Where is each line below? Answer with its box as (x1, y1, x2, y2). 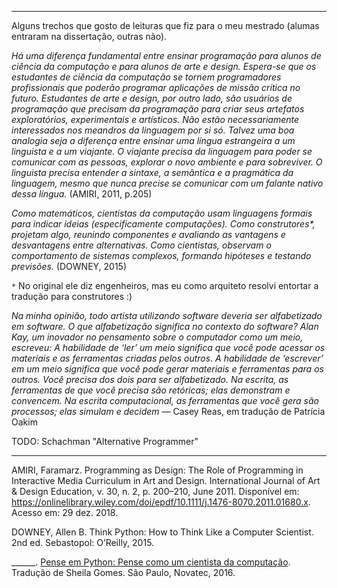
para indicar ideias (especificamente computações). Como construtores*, (11, 218, 316, 230)
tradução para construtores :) (11, 291, 133, 302)
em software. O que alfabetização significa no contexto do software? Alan (11, 321, 319, 332)
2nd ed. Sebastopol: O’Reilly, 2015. (11, 537, 155, 548)
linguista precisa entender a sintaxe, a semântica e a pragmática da (11, 167, 294, 178)
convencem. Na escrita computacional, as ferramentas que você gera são (11, 395, 319, 406)
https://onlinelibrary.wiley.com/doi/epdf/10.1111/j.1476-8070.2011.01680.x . (11, 496, 311, 508)
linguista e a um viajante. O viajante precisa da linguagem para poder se (11, 146, 313, 157)
